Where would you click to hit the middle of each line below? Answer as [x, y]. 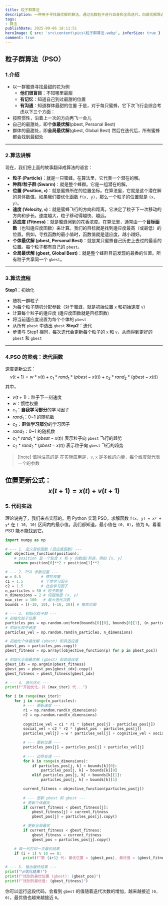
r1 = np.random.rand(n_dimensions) [60, 710]
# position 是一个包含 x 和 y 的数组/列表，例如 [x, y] [68, 558]
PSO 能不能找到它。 [26, 530]
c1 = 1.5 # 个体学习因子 [37, 581]
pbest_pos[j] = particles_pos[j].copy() [74, 817]
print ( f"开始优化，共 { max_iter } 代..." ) [46, 687]
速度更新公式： [20, 369]
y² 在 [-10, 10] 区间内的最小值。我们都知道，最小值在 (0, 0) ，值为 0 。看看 [83, 524]
